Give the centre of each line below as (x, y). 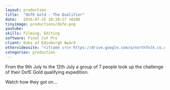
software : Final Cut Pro (31, 38)
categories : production (30, 52)
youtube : (14, 29)
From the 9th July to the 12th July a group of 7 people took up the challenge (84, 67)
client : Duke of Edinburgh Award (40, 43)
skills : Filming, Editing (32, 33)
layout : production (26, 10)
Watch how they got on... (31, 82)
